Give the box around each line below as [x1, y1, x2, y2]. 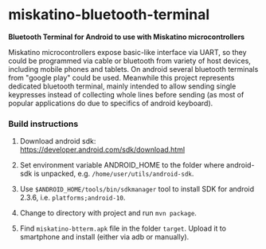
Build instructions [8, 118, 79, 129]
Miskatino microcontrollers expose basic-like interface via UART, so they [8, 47, 247, 57]
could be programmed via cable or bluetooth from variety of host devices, [8, 56, 251, 65]
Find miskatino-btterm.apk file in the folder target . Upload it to [19, 223, 227, 233]
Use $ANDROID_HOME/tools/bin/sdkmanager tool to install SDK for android [19, 184, 255, 194]
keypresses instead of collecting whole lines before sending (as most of [8, 89, 244, 99]
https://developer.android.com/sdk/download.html [19, 145, 186, 155]
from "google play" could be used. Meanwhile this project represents [8, 73, 235, 82]
